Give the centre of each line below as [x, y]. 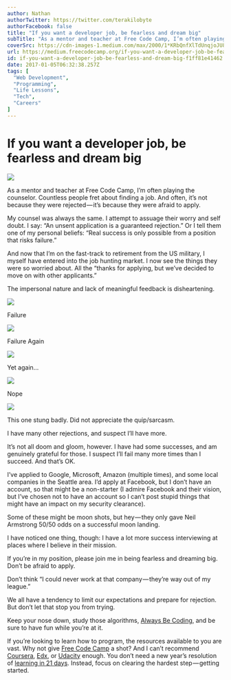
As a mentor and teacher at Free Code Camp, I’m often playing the [101, 190]
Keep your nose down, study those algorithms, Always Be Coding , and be [111, 620]
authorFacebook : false [40, 26]
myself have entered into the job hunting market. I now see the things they [112, 261]
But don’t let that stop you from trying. [61, 607]
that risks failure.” [32, 240]
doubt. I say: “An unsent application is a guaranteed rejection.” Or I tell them [114, 225]
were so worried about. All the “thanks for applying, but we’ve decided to [111, 268]
